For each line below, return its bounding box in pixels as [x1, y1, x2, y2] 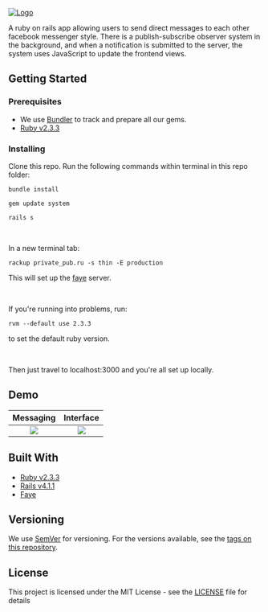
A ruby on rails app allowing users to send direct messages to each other [8, 23, 250, 32]
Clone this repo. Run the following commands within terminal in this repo [8, 161, 249, 170]
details [8, 596, 30, 606]
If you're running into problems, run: [8, 304, 128, 314]
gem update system [8, 199, 70, 207]
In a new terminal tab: [8, 243, 80, 253]
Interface [63, 412, 99, 423]
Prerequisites [8, 97, 62, 108]
